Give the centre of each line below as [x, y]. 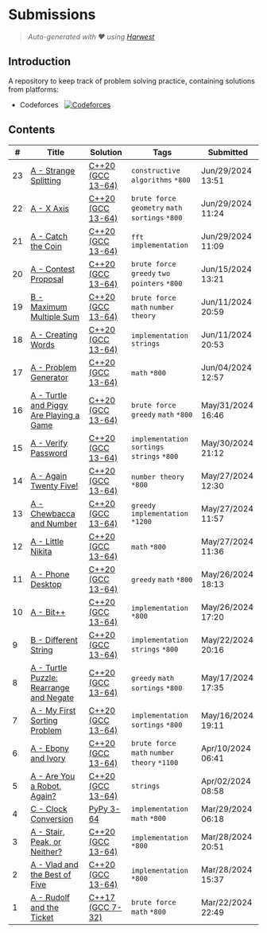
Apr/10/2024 [226, 748]
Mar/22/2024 [227, 902]
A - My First [53, 710]
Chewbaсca [53, 513]
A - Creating [54, 334]
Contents [32, 130]
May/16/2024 [228, 715]
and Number [54, 523]
